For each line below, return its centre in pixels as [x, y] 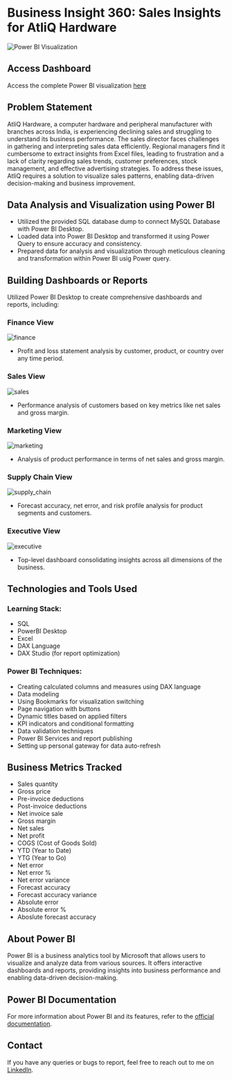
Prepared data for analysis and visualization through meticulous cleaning [121, 251]
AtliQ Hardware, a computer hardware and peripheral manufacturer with [110, 124]
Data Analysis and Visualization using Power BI [111, 205]
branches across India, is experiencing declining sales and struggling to [109, 131]
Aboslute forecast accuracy [57, 917]
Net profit [31, 836]
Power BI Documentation [62, 1000]
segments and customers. [54, 513]
